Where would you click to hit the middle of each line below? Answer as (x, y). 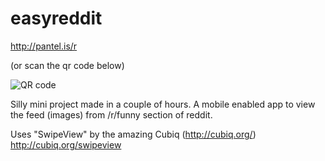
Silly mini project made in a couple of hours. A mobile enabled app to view (163, 104)
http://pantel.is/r (44, 46)
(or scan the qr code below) (67, 65)
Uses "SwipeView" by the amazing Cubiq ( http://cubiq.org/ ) (133, 134)
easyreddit (56, 18)
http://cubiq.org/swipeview (66, 144)
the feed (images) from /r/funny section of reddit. (111, 114)
